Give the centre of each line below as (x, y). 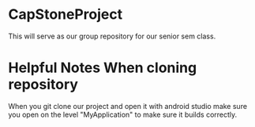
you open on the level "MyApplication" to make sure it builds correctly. (123, 114)
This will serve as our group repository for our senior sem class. (112, 36)
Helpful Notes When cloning (103, 68)
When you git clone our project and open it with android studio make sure (127, 106)
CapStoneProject (66, 15)
